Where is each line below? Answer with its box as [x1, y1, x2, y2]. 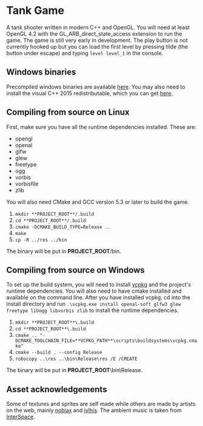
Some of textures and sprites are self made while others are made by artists [6, 401, 196, 408]
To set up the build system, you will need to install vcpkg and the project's [6, 281, 191, 288]
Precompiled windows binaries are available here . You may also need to [6, 83, 186, 90]
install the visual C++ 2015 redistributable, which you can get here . [6, 89, 173, 97]
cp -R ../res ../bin [15, 237, 67, 243]
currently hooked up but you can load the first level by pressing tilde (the [6, 43, 188, 50]
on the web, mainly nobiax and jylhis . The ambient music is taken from [6, 407, 182, 414]
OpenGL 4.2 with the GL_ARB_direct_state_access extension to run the [6, 30, 182, 37]
